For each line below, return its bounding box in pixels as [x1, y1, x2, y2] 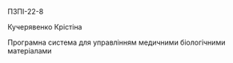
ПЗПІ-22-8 [7, 7, 44, 16]
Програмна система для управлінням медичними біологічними [7, 37, 226, 47]
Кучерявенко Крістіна [7, 22, 82, 31]
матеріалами [7, 46, 52, 55]
